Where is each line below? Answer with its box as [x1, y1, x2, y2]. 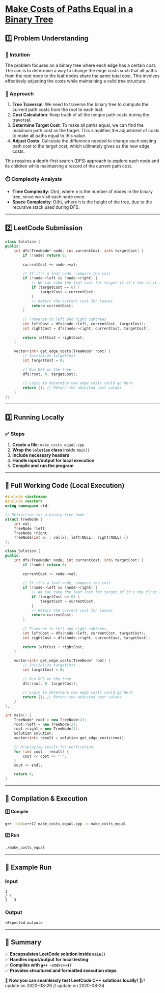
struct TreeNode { [5, 517, 43, 522]
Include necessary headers [12, 452, 70, 458]
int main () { [5, 713, 32, 717]
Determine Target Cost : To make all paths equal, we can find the [12, 122, 144, 128]
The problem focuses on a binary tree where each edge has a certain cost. [5, 62, 156, 68]
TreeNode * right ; [14, 530, 50, 536]
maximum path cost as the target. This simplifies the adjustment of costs [12, 128, 160, 134]
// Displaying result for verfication [14, 745, 93, 749]
